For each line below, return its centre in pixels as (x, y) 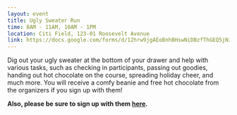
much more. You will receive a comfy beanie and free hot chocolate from (113, 83)
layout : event (28, 14)
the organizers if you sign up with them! (65, 90)
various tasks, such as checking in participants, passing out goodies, (108, 68)
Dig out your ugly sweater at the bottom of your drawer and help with (108, 60)
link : (15, 40)
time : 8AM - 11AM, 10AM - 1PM (52, 27)
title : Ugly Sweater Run (44, 20)
